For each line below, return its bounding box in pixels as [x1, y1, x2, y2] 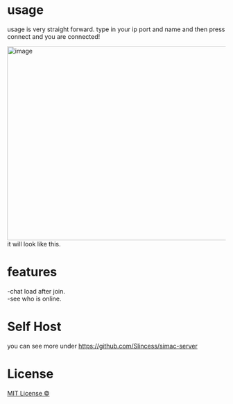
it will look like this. [7, 239, 61, 248]
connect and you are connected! [7, 32, 101, 40]
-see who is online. [7, 294, 62, 303]
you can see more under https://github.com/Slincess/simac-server [7, 342, 198, 350]
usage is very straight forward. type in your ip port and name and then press [7, 25, 225, 33]
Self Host [7, 319, 62, 335]
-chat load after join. [7, 287, 66, 295]
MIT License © [7, 389, 50, 397]
